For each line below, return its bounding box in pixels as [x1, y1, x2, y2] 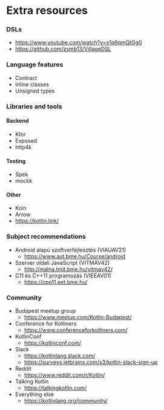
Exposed [15, 137, 38, 144]
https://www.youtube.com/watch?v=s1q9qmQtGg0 [15, 39, 142, 46]
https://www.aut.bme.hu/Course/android [24, 252, 126, 260]
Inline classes [15, 80, 50, 88]
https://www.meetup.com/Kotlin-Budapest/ [24, 313, 132, 321]
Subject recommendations [6, 232, 86, 241]
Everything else [15, 391, 54, 398]
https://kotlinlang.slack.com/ [24, 352, 96, 359]
